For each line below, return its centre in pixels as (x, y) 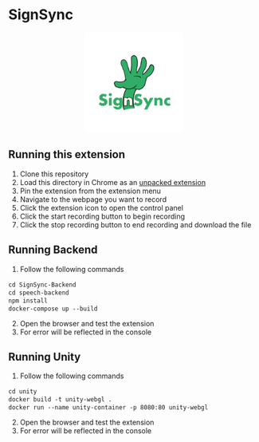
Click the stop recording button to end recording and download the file (135, 224)
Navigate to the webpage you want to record (93, 199)
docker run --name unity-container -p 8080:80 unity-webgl (108, 408)
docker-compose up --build (53, 309)
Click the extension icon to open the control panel (101, 207)
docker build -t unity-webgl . (60, 400)
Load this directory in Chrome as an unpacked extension (112, 182)
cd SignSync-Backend (43, 285)
